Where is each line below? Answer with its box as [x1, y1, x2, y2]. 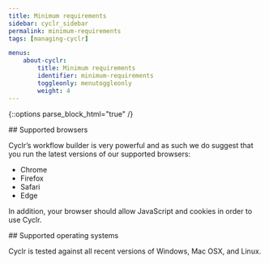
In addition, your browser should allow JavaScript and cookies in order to [8, 206, 253, 215]
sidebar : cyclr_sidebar [8, 19, 89, 28]
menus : [8, 49, 31, 57]
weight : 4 [37, 87, 70, 95]
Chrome [19, 164, 48, 174]
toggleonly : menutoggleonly [37, 79, 132, 87]
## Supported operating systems [8, 230, 119, 240]
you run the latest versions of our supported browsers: [8, 149, 191, 159]
